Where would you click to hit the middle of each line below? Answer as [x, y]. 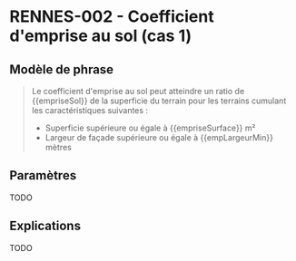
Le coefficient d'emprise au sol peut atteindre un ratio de [138, 91]
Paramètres [43, 175]
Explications [45, 226]
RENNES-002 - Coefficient [112, 17]
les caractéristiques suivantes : [89, 110]
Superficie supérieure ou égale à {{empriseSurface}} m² [150, 128]
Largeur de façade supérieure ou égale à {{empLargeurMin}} [159, 137]
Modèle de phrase [62, 69]
